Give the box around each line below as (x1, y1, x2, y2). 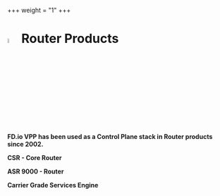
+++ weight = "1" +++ (7, 6, 71, 14)
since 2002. (7, 140, 44, 149)
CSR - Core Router (7, 154, 62, 162)
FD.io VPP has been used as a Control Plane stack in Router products (7, 133, 213, 141)
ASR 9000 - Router (7, 167, 64, 176)
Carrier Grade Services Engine (7, 181, 99, 190)
